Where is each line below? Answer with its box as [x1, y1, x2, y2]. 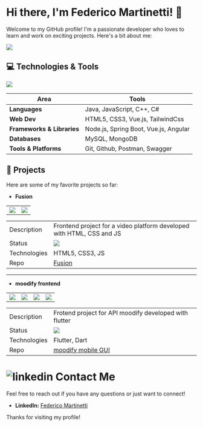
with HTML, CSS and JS [53, 229, 121, 237]
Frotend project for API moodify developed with [53, 308, 188, 317]
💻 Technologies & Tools [6, 62, 99, 72]
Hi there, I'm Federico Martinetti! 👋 [6, 5, 183, 19]
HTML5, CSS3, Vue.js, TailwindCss [85, 114, 184, 123]
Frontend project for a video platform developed [53, 221, 190, 230]
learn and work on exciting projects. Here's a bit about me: [6, 31, 152, 39]
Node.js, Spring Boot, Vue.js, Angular [85, 124, 190, 133]
